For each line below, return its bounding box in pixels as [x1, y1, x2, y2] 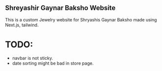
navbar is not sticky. [12, 55, 53, 61]
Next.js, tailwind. [5, 22, 39, 28]
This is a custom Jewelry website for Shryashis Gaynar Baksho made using [5, 17, 157, 22]
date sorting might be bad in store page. [12, 60, 94, 66]
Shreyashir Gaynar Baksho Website [5, 4, 116, 12]
